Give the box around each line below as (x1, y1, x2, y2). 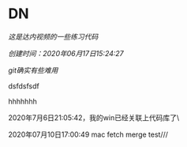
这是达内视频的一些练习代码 (8, 32, 99, 41)
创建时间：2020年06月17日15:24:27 (8, 48, 124, 58)
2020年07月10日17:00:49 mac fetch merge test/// (8, 130, 168, 139)
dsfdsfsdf (8, 81, 39, 91)
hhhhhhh (8, 96, 37, 106)
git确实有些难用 (8, 65, 58, 75)
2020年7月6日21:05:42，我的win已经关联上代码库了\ (8, 112, 180, 122)
